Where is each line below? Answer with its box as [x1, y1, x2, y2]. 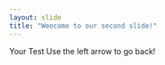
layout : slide [9, 12, 62, 22]
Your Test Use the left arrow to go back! [9, 45, 156, 56]
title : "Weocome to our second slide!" [9, 21, 158, 30]
